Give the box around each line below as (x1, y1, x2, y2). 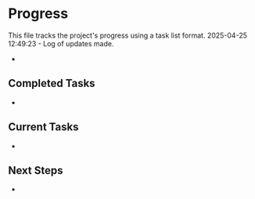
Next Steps (8, 164, 63, 177)
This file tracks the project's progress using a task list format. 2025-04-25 (8, 31, 248, 40)
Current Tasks (8, 121, 79, 134)
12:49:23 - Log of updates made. (8, 38, 114, 48)
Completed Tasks (8, 77, 95, 90)
